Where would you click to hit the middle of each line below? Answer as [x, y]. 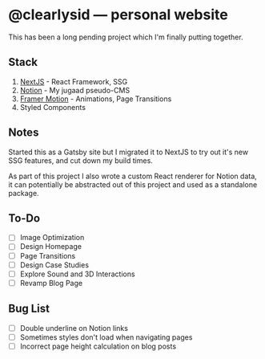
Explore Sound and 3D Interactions [77, 274]
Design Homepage [51, 247]
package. [24, 193]
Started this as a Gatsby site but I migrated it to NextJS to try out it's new [128, 152]
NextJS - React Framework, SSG [74, 81]
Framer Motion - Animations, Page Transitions [96, 99]
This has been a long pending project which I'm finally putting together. [126, 37]
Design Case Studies [54, 265]
